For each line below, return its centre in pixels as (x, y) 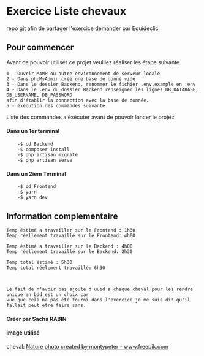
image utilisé (23, 333)
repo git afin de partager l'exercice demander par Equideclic (82, 28)
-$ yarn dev (32, 197)
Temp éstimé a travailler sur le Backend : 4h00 (70, 246)
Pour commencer (40, 47)
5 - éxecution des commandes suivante (56, 105)
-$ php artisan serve (45, 160)
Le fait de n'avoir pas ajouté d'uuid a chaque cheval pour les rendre (100, 289)
